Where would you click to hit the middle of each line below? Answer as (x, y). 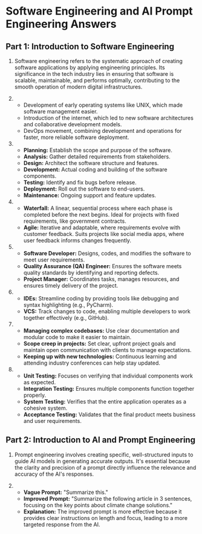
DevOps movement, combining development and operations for (103, 131)
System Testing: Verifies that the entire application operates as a (105, 401)
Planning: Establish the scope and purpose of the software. (98, 150)
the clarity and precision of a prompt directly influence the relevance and (105, 467)
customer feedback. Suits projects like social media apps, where (104, 234)
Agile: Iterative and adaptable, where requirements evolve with (102, 228)
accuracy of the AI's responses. (54, 474)
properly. (35, 395)
